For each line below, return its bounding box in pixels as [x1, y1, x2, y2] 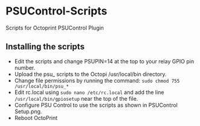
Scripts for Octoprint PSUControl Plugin [5, 24, 104, 31]
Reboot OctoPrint [14, 114, 58, 121]
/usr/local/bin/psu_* [14, 83, 69, 89]
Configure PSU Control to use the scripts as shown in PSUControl [14, 101, 178, 109]
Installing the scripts [5, 42, 85, 52]
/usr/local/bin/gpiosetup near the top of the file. [14, 95, 138, 102]
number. [14, 64, 36, 71]
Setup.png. [14, 107, 42, 115]
